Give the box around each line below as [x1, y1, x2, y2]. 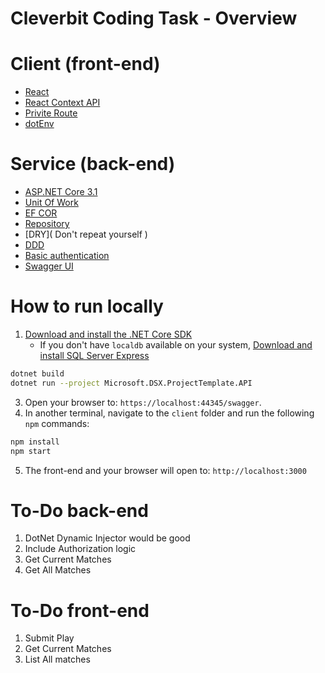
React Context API [24, 97, 101, 109]
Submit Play [24, 632, 75, 644]
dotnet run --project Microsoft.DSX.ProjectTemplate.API [10, 378, 253, 388]
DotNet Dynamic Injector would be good [24, 532, 191, 544]
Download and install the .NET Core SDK [24, 328, 193, 340]
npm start [10, 446, 52, 456]
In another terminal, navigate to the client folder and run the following [24, 407, 315, 419]
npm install [10, 437, 60, 447]
